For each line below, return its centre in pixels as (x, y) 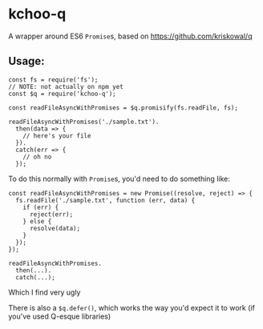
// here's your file (57, 136)
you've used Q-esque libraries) (60, 316)
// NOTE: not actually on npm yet (66, 86)
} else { (37, 221)
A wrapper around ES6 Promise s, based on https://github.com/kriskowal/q (130, 36)
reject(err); (51, 214)
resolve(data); (55, 228)
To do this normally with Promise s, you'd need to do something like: (119, 179)
